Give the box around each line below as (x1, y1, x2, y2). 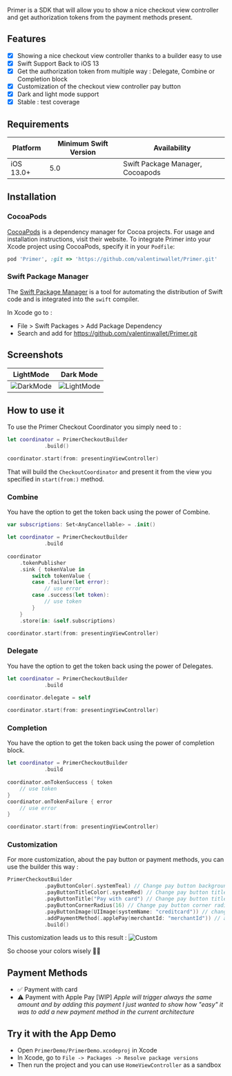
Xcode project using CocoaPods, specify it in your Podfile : (7, 242, 175, 251)
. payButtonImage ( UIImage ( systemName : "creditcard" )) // (43, 908, 209, 915)
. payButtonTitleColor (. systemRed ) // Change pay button (43, 889, 209, 896)
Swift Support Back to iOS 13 (17, 59, 99, 68)
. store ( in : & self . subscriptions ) (19, 617, 116, 624)
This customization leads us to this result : (7, 934, 127, 942)
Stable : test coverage (17, 98, 80, 106)
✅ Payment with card (17, 986, 78, 994)
